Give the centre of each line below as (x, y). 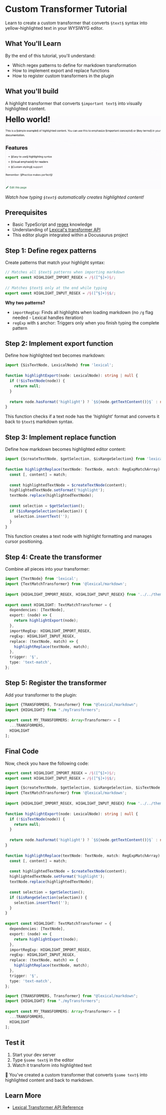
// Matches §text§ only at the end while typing (56, 288)
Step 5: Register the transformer (56, 683)
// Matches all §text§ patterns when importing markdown (65, 272)
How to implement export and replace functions (61, 70)
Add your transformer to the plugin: (41, 695)
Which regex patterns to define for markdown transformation (74, 65)
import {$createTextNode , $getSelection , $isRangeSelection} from (75, 459)
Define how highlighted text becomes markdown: (55, 356)
